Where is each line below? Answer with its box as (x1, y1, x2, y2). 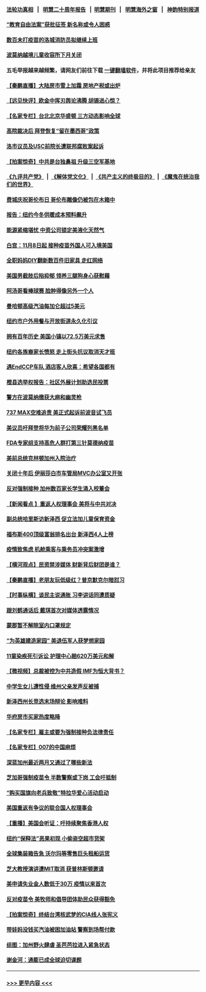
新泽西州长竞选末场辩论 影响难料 (6, 698, 89, 705)
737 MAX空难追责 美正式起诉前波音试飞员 (6, 409, 112, 416)
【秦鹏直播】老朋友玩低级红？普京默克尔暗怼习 (6, 576, 124, 583)
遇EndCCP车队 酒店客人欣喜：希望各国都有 (6, 363, 115, 371)
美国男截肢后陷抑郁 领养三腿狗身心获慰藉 (6, 272, 110, 279)
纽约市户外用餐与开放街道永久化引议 (6, 317, 98, 325)
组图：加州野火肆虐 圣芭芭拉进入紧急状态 (6, 941, 110, 948)
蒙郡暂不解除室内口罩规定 (6, 621, 71, 629)
